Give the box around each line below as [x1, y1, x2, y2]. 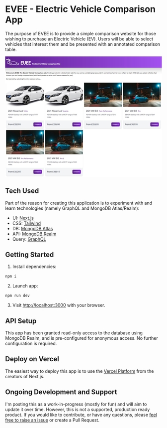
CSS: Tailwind [12, 220, 41, 226]
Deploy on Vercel [5, 355, 60, 363]
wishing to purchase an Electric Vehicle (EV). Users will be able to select [5, 36, 154, 42]
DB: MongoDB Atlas [12, 225, 53, 231]
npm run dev [5, 293, 30, 298]
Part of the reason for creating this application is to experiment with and [5, 200, 153, 206]
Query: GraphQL [12, 236, 46, 242]
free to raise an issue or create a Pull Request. [5, 417, 99, 423]
